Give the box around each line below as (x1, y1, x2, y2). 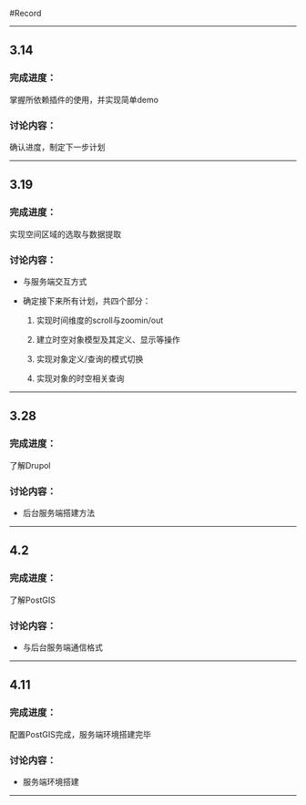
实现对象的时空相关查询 (36, 373, 125, 384)
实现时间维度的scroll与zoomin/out (36, 315, 164, 325)
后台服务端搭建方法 (22, 507, 96, 518)
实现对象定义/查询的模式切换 (36, 353, 144, 364)
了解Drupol (9, 459, 52, 470)
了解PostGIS (9, 594, 56, 605)
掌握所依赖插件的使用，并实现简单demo (9, 94, 159, 105)
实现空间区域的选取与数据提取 (9, 228, 121, 240)
